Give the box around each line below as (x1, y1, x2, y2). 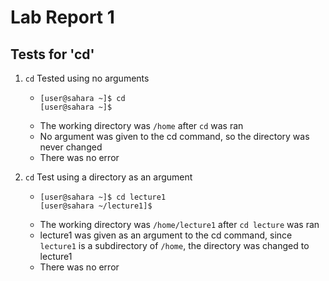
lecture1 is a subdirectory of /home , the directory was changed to (39, 240, 310, 251)
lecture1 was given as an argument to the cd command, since (39, 229, 293, 241)
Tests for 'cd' (10, 46, 95, 63)
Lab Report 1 (10, 6, 115, 29)
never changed (39, 141, 103, 153)
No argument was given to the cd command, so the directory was (39, 131, 310, 142)
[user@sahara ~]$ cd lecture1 (39, 192, 167, 202)
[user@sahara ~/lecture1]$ (39, 201, 153, 211)
